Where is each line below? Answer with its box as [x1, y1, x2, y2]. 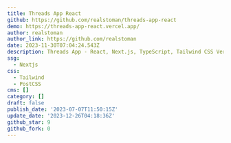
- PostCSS [13, 80, 41, 87]
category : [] [7, 93, 45, 100]
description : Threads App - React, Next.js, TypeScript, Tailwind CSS [7, 49, 214, 56]
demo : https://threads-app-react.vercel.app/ [7, 23, 140, 30]
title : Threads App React [7, 10, 81, 17]
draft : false [7, 100, 45, 107]
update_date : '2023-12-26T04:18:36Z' [7, 112, 115, 119]
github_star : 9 [7, 118, 51, 126]
